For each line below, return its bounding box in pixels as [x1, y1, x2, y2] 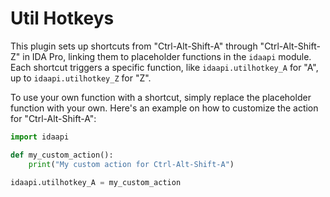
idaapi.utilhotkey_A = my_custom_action [10, 177, 182, 187]
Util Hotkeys [10, 7, 115, 30]
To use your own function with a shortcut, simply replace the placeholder [10, 91, 312, 103]
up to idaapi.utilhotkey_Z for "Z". [10, 72, 152, 84]
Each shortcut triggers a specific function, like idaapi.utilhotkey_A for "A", [10, 61, 319, 73]
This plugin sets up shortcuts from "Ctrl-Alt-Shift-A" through [10, 40, 258, 52]
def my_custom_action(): [10, 150, 114, 160]
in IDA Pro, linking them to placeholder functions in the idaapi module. [22, 50, 312, 62]
